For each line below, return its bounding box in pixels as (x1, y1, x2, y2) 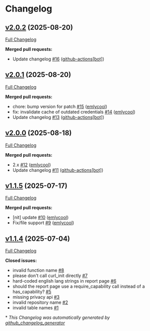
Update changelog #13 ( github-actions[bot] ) (12, 114, 105, 120)
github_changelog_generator (5, 320, 65, 326)
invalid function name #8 (12, 268, 64, 274)
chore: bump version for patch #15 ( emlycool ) (12, 103, 107, 109)
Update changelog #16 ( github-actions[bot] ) (12, 56, 105, 62)
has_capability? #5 (12, 289, 52, 295)
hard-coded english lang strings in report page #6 (12, 278, 117, 284)
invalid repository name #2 (12, 299, 68, 305)
